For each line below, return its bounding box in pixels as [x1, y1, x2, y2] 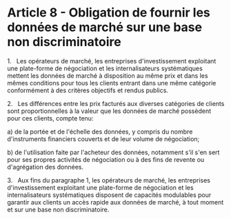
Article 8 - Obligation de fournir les [7, 5, 210, 21]
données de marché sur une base [7, 19, 202, 35]
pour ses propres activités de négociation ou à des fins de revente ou [7, 155, 205, 163]
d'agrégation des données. [7, 163, 84, 171]
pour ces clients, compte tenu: [7, 114, 94, 122]
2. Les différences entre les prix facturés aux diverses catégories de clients [7, 99, 225, 107]
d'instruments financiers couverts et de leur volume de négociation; [7, 134, 200, 143]
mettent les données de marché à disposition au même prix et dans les [7, 71, 208, 80]
